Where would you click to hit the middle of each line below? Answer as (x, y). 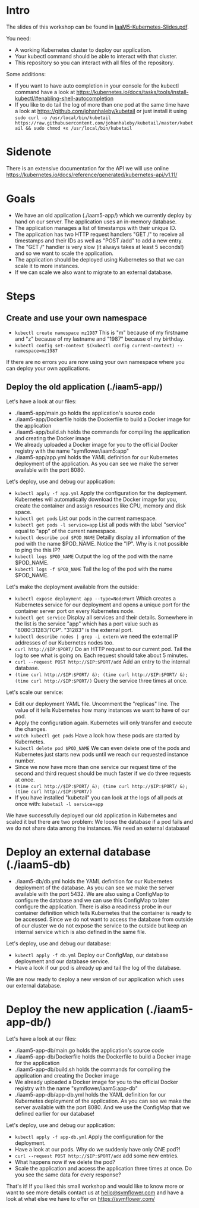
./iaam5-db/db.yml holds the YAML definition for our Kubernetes (94, 881)
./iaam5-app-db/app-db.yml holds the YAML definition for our (90, 1094)
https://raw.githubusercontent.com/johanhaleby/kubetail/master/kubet (104, 123)
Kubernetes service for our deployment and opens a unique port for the (102, 605)
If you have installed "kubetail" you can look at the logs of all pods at (99, 797)
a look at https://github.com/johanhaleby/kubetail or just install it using (101, 111)
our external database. (34, 985)
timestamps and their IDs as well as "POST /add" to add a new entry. (99, 240)
